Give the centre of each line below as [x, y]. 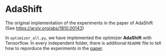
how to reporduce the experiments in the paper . [54, 48]
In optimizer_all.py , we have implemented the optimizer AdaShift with [78, 38]
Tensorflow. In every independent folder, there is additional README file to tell [83, 43]
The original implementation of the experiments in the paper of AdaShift [79, 23]
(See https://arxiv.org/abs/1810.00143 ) [44, 28]
